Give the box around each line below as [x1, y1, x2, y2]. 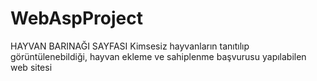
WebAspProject [10, 7, 143, 30]
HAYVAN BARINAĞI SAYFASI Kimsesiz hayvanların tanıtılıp [10, 40, 250, 52]
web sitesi [10, 61, 53, 73]
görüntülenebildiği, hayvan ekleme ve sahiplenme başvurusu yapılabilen [10, 50, 307, 62]
